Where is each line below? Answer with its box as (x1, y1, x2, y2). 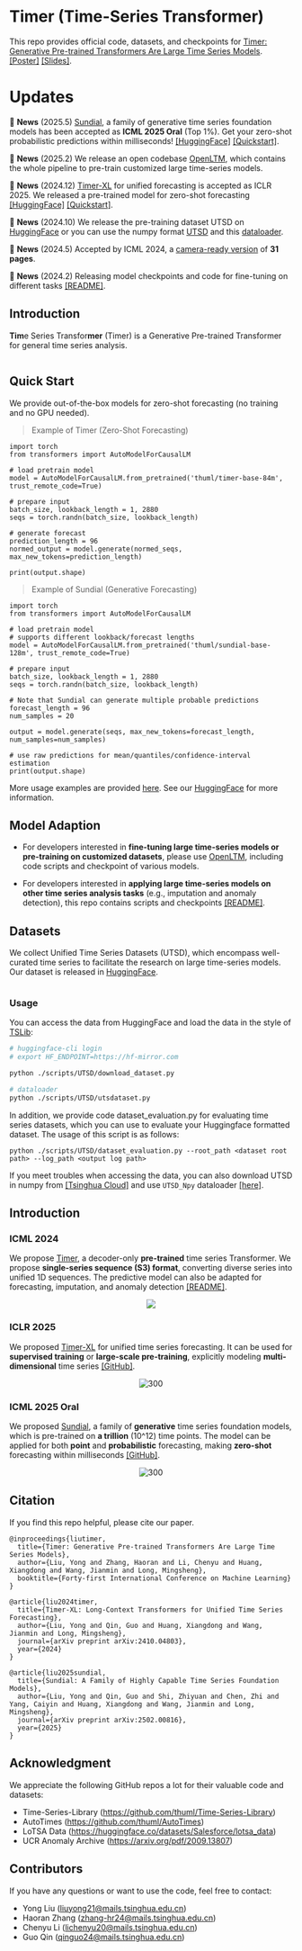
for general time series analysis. (9, 339, 128, 350)
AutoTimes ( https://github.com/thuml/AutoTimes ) (22, 1816, 205, 1827)
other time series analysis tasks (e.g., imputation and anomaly (22, 888, 257, 899)
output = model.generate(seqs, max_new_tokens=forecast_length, (9, 727, 255, 736)
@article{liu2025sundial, (9, 1668, 106, 1677)
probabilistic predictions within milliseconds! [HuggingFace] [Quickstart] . (9, 135, 280, 146)
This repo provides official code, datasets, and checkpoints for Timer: (9, 36, 268, 47)
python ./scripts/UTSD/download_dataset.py (9, 1069, 175, 1078)
